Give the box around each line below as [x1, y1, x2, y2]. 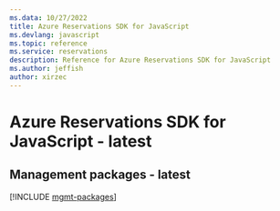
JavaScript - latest [9, 131, 152, 151]
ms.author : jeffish [9, 65, 84, 74]
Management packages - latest [9, 167, 192, 183]
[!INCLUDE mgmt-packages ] [9, 191, 117, 202]
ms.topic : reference [9, 38, 88, 48]
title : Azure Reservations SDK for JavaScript [9, 22, 190, 31]
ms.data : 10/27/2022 [9, 13, 88, 23]
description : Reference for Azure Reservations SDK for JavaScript [9, 55, 272, 65]
